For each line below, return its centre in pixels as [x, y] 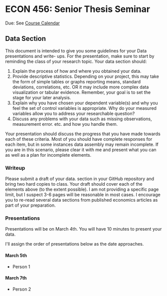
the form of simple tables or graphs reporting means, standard [77, 81]
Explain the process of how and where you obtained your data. [77, 71]
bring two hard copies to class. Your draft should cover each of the [74, 184]
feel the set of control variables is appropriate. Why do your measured [84, 108]
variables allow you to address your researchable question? [74, 113]
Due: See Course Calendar [33, 23]
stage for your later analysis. [42, 97]
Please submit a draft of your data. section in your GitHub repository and [80, 179]
